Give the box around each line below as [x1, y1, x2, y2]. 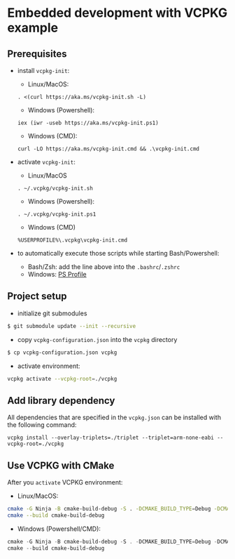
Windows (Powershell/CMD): [17, 525, 101, 533]
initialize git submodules [17, 309, 87, 317]
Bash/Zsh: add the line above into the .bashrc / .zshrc [27, 263, 180, 271]
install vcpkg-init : [17, 67, 70, 74]
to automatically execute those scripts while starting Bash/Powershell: [17, 249, 220, 257]
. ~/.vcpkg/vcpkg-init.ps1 [17, 211, 97, 218]
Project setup [7, 290, 68, 303]
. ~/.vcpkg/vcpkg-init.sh [17, 185, 93, 192]
